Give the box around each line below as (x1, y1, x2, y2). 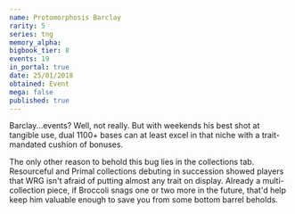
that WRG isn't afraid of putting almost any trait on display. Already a (9, 176, 261, 186)
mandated (9, 139, 47, 150)
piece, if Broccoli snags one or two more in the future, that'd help (46, 185, 287, 196)
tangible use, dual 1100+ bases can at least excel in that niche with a (9, 130, 260, 141)
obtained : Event (9, 79, 70, 88)
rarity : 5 (9, 21, 46, 30)
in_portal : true (9, 63, 70, 72)
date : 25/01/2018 (9, 71, 74, 80)
